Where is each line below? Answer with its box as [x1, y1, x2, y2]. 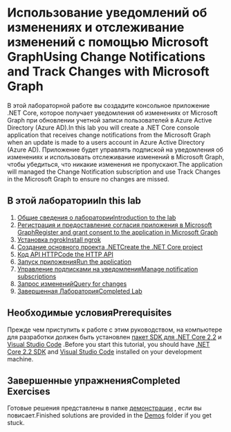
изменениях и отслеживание [7, 19, 185, 35]
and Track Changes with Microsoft [7, 64, 210, 80]
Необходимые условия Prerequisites [7, 307, 172, 319]
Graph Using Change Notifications [7, 49, 206, 65]
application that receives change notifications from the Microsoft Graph [7, 130, 211, 139]
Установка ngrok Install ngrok [17, 235, 102, 244]
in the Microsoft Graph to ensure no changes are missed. [7, 174, 169, 183]
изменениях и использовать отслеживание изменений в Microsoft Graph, [7, 152, 225, 161]
